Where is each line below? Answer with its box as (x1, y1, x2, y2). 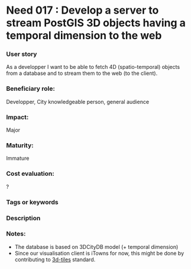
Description (6, 214, 41, 222)
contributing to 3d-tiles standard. (14, 256, 96, 263)
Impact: (6, 113, 29, 121)
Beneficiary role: (6, 84, 55, 93)
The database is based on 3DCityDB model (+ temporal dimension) (14, 243, 179, 250)
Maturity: (6, 141, 34, 149)
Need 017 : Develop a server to (6, 4, 159, 17)
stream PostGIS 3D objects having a (6, 16, 186, 30)
